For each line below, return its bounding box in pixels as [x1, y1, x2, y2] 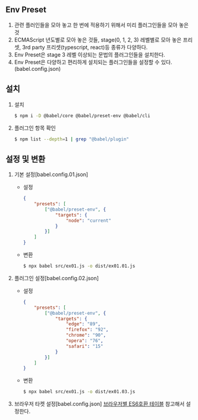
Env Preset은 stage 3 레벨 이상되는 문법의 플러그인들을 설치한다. [14, 51, 165, 58]
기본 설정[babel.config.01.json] [14, 171, 89, 178]
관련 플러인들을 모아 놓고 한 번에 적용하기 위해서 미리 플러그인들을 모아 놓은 [14, 21, 189, 29]
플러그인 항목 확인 [14, 124, 56, 131]
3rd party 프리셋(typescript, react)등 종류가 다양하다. [22, 43, 148, 51]
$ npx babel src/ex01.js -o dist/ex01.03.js [23, 389, 136, 395]
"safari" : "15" [65, 343, 103, 349]
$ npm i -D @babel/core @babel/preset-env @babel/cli [14, 112, 150, 118]
